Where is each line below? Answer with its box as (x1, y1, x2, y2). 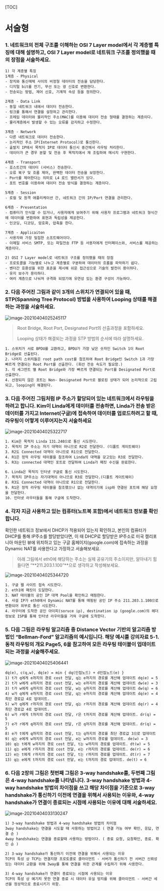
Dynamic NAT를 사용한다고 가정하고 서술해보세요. (5, 546, 101, 552)
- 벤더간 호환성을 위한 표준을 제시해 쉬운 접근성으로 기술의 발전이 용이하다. (5, 266, 139, 271)
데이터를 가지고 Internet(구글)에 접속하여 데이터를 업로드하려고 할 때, (5, 410, 158, 417)
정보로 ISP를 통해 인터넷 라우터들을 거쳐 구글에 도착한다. (5, 614, 107, 619)
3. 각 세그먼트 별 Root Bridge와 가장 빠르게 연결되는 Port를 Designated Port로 (5, 367, 156, 372)
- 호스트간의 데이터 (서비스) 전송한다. (5, 165, 73, 170)
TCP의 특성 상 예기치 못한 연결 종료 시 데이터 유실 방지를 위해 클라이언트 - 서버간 (5, 876, 152, 881)
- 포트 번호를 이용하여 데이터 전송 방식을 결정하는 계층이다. (5, 181, 111, 186)
